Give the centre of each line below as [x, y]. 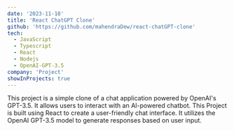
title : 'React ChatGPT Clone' [51, 20]
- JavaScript [33, 40]
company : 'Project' [36, 72]
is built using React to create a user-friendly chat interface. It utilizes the [111, 113]
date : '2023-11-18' [36, 14]
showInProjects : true [39, 78]
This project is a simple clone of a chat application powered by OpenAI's [112, 98]
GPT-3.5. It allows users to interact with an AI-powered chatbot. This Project [117, 106]
